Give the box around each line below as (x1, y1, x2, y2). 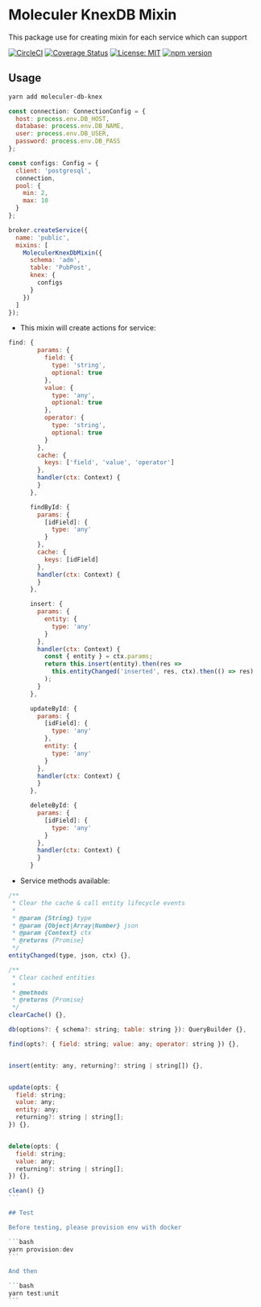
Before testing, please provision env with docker (8, 1223, 182, 1231)
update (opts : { (8, 1083, 60, 1091)
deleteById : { (29, 802, 78, 810)
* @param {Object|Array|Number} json (11, 921, 139, 930)
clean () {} (8, 1187, 45, 1195)
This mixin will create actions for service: (19, 323, 156, 333)
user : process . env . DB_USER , (15, 130, 110, 138)
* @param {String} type (11, 914, 92, 922)
